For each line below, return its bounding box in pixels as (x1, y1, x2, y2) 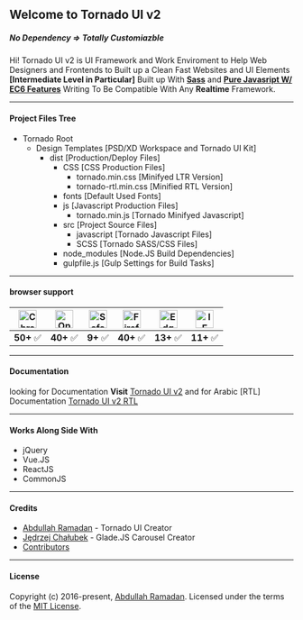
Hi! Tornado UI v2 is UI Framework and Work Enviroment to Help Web (9, 55, 268, 66)
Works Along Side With (9, 424, 98, 435)
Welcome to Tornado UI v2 (9, 7, 161, 23)
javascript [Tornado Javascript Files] (76, 229, 213, 240)
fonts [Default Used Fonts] (62, 190, 161, 201)
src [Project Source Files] (62, 219, 158, 230)
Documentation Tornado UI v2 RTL (9, 396, 138, 406)
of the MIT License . (9, 600, 82, 611)
